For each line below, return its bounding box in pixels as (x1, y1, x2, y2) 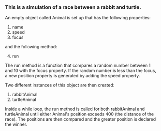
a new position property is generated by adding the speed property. (5, 73, 140, 79)
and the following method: (5, 44, 57, 50)
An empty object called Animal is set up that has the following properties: (5, 15, 151, 21)
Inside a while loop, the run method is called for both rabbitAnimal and (5, 106, 145, 112)
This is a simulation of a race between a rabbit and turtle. (5, 4, 142, 11)
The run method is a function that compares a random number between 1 (5, 62, 151, 69)
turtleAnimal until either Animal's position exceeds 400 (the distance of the (5, 111, 154, 117)
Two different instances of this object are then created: (5, 82, 115, 88)
